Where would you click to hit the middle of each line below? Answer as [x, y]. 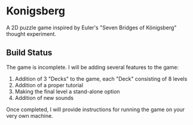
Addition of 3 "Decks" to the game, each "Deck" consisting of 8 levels [101, 78]
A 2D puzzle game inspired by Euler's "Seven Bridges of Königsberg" [91, 28]
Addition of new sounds [44, 97]
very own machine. [30, 115]
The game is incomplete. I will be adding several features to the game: [93, 67]
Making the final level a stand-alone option [68, 92]
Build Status [29, 53]
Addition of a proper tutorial [49, 85]
